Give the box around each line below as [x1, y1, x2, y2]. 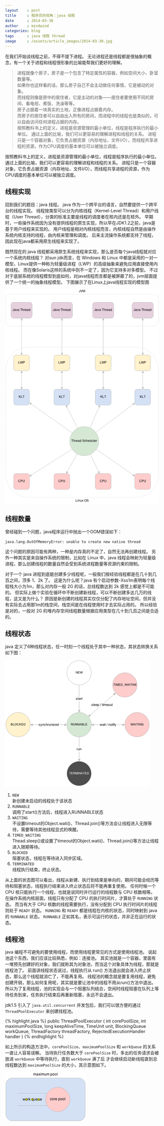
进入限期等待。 [12, 844, 42, 850]
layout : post [5, 8, 41, 13]
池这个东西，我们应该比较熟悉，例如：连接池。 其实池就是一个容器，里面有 [5, 955, 156, 961]
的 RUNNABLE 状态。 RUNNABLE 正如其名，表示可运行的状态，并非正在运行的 [5, 913, 152, 919]
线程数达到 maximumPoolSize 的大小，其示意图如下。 [5, 1062, 109, 1068]
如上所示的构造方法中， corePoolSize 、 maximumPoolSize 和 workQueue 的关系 [5, 1044, 156, 1050]
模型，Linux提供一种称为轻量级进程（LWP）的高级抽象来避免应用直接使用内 [5, 260, 158, 266]
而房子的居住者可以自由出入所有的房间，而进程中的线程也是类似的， [17, 112, 154, 118]
